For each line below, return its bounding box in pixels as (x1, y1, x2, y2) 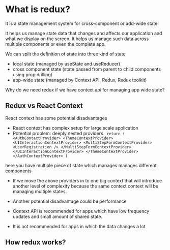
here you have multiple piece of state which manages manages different (5, 162, 157, 168)
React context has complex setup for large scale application (12, 124, 138, 131)
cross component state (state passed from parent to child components (12, 66, 161, 72)
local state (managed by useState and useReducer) (12, 60, 121, 67)
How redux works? (5, 238, 66, 247)
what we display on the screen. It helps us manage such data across (5, 36, 149, 42)
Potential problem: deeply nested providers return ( (12, 130, 125, 136)
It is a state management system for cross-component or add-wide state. (5, 20, 159, 26)
